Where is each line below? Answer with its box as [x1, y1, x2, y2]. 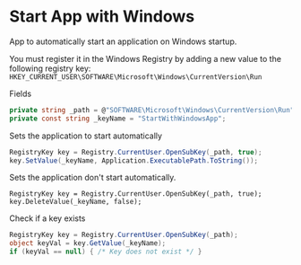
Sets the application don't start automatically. [9, 172, 176, 183]
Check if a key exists [9, 213, 86, 224]
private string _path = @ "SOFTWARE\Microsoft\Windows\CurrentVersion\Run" [9, 105, 295, 114]
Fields [9, 88, 32, 99]
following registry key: [9, 63, 91, 74]
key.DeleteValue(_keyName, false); [9, 198, 142, 207]
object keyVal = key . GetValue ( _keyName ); [9, 239, 167, 248]
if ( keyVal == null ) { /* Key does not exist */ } [9, 247, 202, 257]
